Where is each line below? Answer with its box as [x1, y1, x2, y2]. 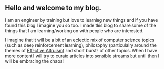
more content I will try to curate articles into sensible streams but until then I [5, 53, 159, 59]
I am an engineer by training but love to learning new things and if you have [5, 17, 158, 23]
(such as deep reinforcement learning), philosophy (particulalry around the [5, 42, 157, 48]
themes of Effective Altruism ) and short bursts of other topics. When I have [5, 47, 158, 53]
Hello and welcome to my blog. [5, 4, 102, 12]
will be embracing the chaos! [5, 58, 64, 64]
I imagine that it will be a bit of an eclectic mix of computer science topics [5, 37, 154, 43]
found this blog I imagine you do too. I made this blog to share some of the [5, 22, 156, 28]
